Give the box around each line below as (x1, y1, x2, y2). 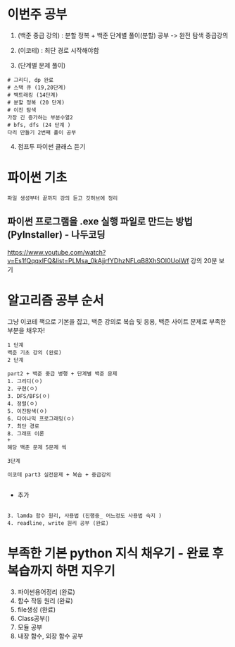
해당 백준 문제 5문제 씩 (7, 444, 67, 451)
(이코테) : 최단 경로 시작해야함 (17, 46, 100, 54)
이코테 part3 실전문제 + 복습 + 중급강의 (7, 471, 111, 478)
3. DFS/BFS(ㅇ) (7, 392, 51, 399)
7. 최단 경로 (7, 423, 40, 430)
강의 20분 (190, 256, 217, 265)
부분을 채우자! (7, 326, 46, 334)
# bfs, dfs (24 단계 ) (7, 121, 71, 128)
